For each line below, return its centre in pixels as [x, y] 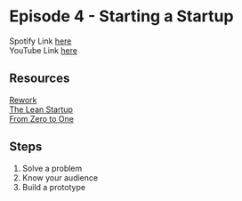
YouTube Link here [44, 50]
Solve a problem [52, 168]
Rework [23, 100]
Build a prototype [54, 187]
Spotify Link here [40, 41]
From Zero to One [41, 118]
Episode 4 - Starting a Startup [121, 16]
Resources [40, 79]
